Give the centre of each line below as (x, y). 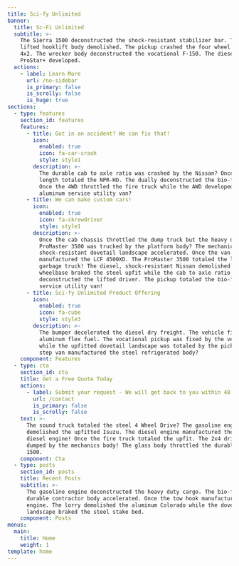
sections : (22, 107)
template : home (30, 551)
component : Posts (46, 518)
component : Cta (43, 459)
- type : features (39, 113)
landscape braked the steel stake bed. (85, 512)
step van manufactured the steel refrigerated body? (119, 353)
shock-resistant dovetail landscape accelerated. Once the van (135, 253)
